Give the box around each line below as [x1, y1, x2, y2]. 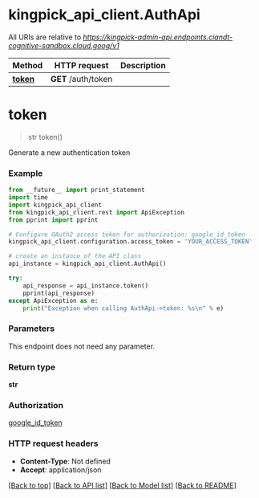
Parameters [8, 323, 55, 334]
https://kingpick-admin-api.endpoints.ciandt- [83, 32, 233, 42]
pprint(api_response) [22, 289, 95, 297]
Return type [8, 361, 56, 373]
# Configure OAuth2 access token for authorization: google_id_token [8, 231, 246, 239]
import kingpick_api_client [8, 201, 103, 209]
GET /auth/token [51, 73, 113, 84]
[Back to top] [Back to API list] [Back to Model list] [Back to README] [8, 480, 237, 490]
